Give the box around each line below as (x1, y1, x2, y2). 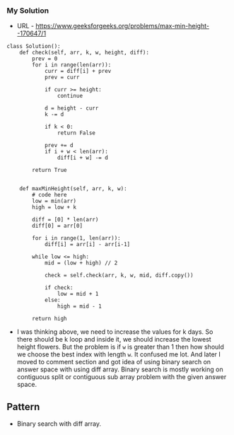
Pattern (6, 400, 40, 412)
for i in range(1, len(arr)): (32, 235, 121, 242)
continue (57, 93, 83, 100)
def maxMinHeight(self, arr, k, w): (19, 185, 128, 192)
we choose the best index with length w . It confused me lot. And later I (16, 350, 221, 359)
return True (32, 167, 68, 174)
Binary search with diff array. (16, 419, 102, 428)
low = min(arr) (32, 197, 77, 205)
